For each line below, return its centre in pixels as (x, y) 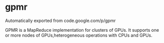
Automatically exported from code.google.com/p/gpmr (61, 21)
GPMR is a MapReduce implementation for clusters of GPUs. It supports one (82, 30)
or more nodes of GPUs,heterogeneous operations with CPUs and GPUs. (79, 35)
